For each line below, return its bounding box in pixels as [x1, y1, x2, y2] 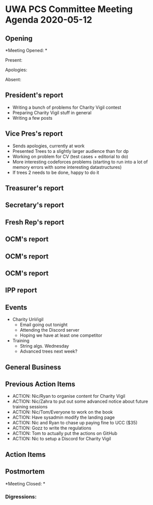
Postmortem [5, 467, 45, 476]
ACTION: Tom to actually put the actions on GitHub [12, 430, 117, 436]
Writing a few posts [12, 115, 52, 121]
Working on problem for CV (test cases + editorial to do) [12, 153, 128, 159]
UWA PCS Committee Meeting [5, 4, 133, 15]
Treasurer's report [5, 184, 64, 192]
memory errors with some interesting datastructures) [12, 164, 122, 170]
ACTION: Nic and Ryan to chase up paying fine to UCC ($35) [12, 420, 137, 426]
